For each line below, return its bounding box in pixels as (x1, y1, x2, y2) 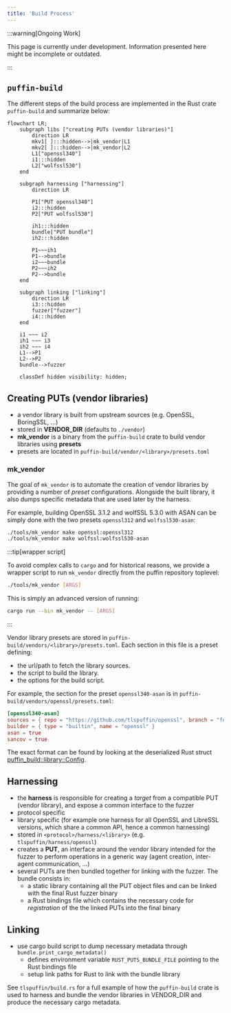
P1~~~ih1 (32, 247, 57, 254)
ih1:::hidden (32, 223, 69, 230)
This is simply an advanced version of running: (7, 594, 140, 603)
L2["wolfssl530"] (32, 163, 81, 170)
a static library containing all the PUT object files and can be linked (27, 882, 217, 890)
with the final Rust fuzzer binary (27, 889, 118, 897)
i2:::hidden (32, 205, 67, 212)
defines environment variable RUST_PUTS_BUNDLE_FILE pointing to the (27, 956, 219, 964)
